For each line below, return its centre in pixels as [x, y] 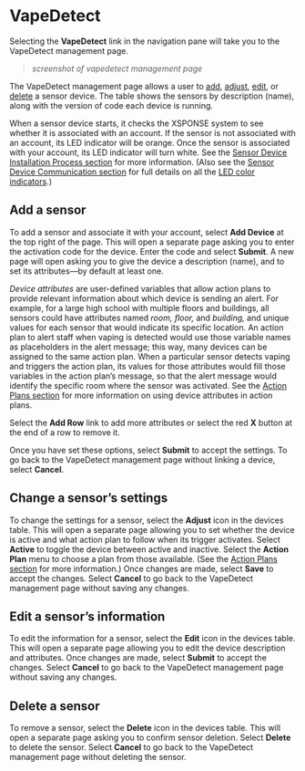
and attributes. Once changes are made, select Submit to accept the [138, 658]
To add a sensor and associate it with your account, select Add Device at [147, 232]
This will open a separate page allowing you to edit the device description [147, 648]
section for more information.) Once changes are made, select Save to [142, 568]
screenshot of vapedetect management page [117, 68]
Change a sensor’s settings [89, 498]
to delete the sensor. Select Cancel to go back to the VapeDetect [131, 747]
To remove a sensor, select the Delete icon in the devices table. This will [145, 728]
